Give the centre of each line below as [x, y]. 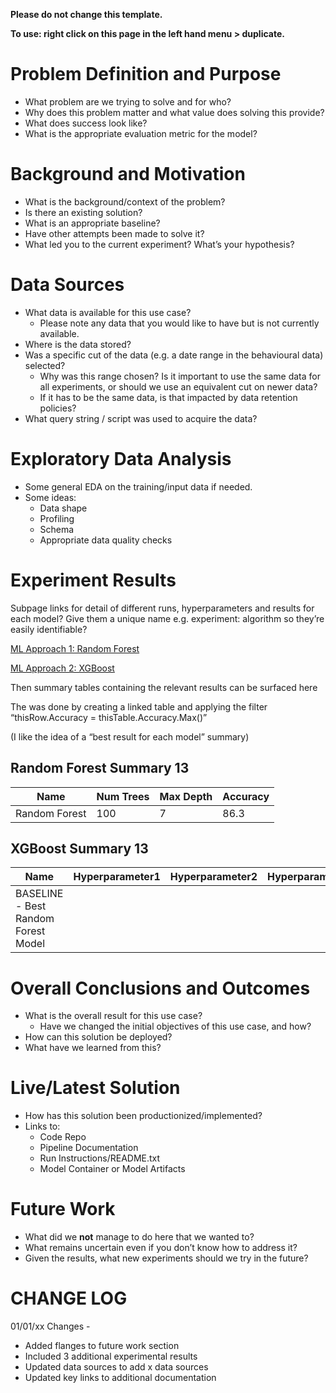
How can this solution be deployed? [98, 1037]
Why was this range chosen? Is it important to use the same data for [180, 376]
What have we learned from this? [93, 1048]
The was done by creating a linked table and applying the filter [139, 706]
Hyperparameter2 [213, 877]
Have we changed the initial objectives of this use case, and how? [175, 1026]
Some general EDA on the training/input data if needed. [138, 486]
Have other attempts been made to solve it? [114, 233]
